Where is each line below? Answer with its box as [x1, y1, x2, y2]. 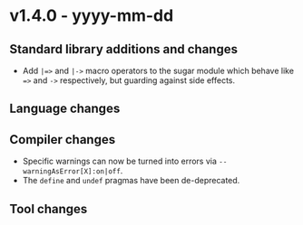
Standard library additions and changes [9, 42, 239, 57]
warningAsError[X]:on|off [22, 167, 121, 176]
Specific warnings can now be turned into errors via [22, 155, 218, 167]
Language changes [9, 101, 121, 117]
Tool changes [9, 201, 88, 217]
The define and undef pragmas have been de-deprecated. [22, 175, 240, 186]
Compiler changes [9, 132, 116, 147]
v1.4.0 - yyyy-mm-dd [9, 5, 174, 26]
